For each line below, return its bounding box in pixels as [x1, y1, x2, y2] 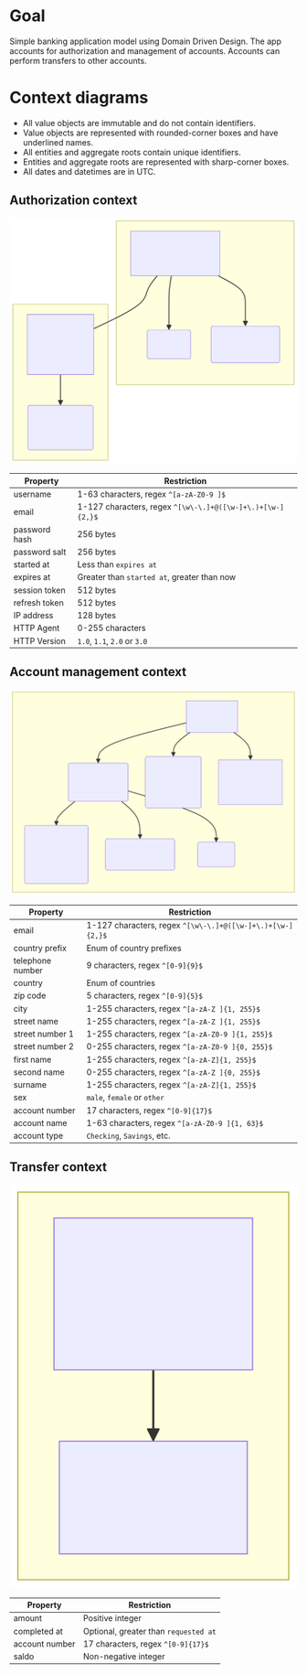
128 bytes [77, 610, 117, 621]
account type [13, 1131, 64, 1142]
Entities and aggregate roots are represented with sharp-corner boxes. [22, 156, 290, 167]
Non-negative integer [82, 1651, 165, 1662]
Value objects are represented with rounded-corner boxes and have [22, 127, 279, 138]
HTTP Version [13, 635, 67, 646]
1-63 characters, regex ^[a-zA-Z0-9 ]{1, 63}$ [86, 1117, 264, 1128]
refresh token [13, 596, 64, 608]
